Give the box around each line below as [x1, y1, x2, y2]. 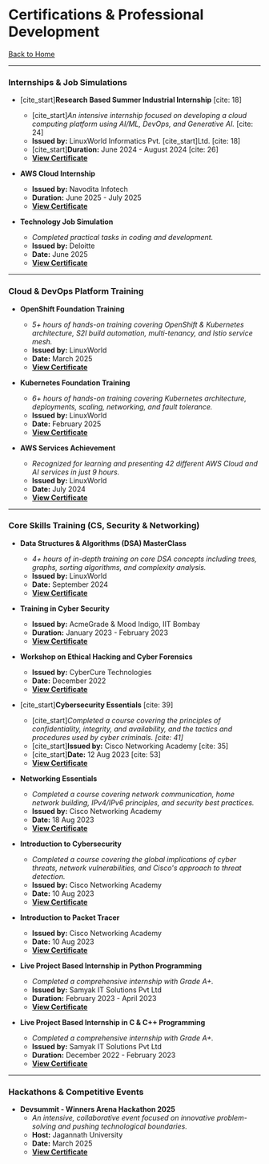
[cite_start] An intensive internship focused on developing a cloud [31, 111, 247, 120]
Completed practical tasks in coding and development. [31, 233, 214, 242]
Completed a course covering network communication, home [31, 789, 235, 799]
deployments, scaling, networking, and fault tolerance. [31, 401, 213, 411]
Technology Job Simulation [19, 217, 114, 226]
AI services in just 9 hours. [31, 467, 120, 477]
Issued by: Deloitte [31, 241, 95, 250]
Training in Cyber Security [19, 604, 110, 613]
